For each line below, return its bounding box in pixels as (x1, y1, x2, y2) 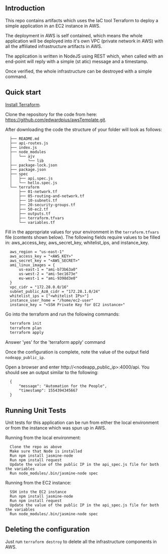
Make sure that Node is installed (10, 449, 82, 454)
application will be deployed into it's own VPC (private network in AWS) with (5, 38, 163, 44)
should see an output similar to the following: (5, 370, 99, 376)
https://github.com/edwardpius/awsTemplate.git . (5, 116, 107, 122)
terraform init (10, 321, 42, 326)
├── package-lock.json (10, 162, 58, 168)
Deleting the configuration (5, 525, 90, 534)
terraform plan (10, 325, 42, 331)
